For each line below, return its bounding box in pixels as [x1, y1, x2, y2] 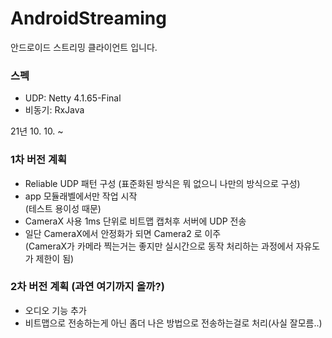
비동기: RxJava [24, 104, 85, 116]
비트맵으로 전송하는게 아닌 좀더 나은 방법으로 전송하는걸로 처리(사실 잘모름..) [24, 317, 323, 329]
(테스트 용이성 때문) [24, 202, 102, 214]
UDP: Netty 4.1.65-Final [24, 92, 122, 104]
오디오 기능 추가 [24, 304, 87, 316]
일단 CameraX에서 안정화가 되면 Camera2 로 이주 [24, 227, 222, 239]
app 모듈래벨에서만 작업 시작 [24, 190, 138, 202]
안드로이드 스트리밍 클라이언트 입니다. [10, 41, 158, 53]
